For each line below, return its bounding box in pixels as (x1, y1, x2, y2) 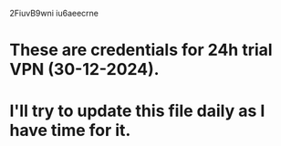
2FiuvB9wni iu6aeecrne (9, 8, 99, 18)
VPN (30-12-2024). (9, 59, 160, 80)
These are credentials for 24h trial (9, 40, 273, 60)
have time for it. (9, 120, 131, 141)
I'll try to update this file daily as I (9, 100, 265, 121)
